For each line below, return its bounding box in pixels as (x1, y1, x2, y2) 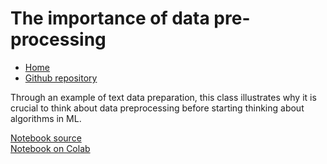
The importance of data (10, 7, 210, 30)
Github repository (24, 72, 98, 84)
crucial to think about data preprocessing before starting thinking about (10, 102, 305, 114)
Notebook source (10, 132, 82, 144)
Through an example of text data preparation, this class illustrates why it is (10, 91, 317, 103)
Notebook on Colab (10, 142, 91, 154)
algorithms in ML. (10, 112, 82, 124)
